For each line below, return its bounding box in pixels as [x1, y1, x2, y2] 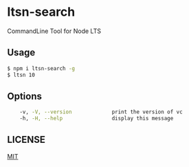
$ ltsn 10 [7, 71, 36, 78]
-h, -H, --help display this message [19, 115, 174, 122]
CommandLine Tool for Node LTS [7, 27, 102, 35]
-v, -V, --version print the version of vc [19, 109, 184, 115]
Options [7, 90, 43, 102]
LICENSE [7, 134, 46, 146]
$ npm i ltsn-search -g [7, 65, 76, 72]
